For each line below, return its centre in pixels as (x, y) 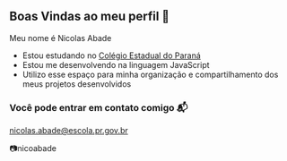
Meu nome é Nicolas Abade (61, 38)
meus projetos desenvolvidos (77, 84)
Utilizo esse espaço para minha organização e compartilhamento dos (150, 74)
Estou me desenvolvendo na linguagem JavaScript (116, 64)
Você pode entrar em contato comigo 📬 (99, 107)
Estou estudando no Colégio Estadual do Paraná (112, 55)
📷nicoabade (33, 148)
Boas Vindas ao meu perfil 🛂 (90, 17)
